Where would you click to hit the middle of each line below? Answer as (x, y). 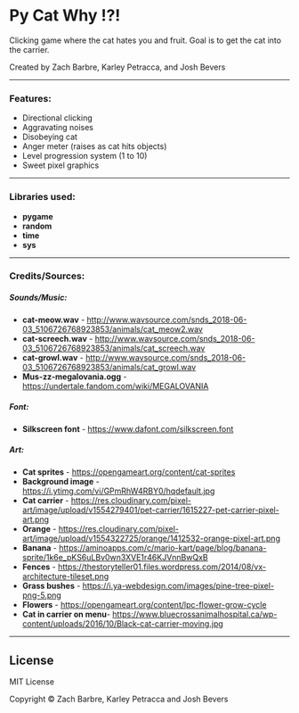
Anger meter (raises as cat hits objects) (94, 146)
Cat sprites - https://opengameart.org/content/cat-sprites (129, 472)
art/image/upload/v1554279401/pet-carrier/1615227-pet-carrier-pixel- (151, 510)
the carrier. (29, 49)
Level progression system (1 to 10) (85, 156)
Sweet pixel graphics (61, 165)
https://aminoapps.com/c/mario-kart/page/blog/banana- (163, 548)
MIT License (32, 682)
